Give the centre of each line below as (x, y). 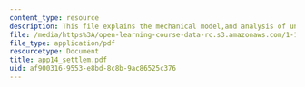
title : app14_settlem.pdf (58, 60)
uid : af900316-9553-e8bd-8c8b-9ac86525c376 (93, 69)
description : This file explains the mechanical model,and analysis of (148, 26)
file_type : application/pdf (63, 43)
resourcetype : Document (54, 52)
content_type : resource (54, 18)
